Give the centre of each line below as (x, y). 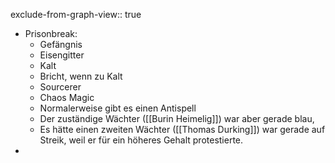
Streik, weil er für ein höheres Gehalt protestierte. (141, 140)
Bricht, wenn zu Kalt (81, 76)
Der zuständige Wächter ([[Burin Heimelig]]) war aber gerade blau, (177, 118)
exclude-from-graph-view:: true (76, 14)
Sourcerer (60, 87)
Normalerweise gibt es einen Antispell (118, 108)
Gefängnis (61, 44)
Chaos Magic (67, 97)
